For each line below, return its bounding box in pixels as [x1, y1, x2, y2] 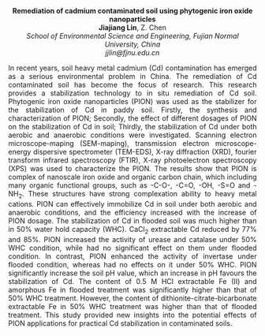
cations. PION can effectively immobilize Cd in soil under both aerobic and [8, 199, 257, 208]
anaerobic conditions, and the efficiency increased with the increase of [8, 207, 257, 217]
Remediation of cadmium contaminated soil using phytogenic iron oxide [12, 6, 253, 15]
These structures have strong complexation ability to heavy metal [28, 189, 257, 198]
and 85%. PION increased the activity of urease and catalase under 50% [8, 234, 257, 244]
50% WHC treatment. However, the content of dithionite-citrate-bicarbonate [8, 293, 257, 303]
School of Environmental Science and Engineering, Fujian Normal [26, 32, 239, 40]
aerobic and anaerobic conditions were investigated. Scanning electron [8, 130, 257, 140]
